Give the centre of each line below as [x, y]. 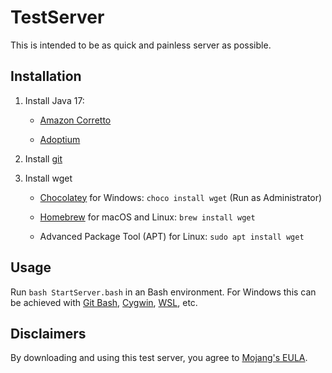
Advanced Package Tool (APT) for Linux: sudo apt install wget [172, 236]
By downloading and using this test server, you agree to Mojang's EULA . [159, 358]
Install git [43, 158]
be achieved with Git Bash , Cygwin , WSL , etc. [104, 302]
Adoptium [60, 139]
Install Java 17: [54, 100]
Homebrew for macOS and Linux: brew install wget [147, 217]
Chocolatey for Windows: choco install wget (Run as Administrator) [181, 197]
